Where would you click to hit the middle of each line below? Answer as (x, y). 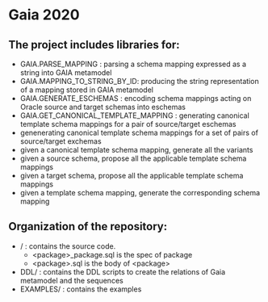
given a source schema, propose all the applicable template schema (133, 158)
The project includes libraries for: (94, 45)
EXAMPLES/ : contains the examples (81, 289)
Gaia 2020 (44, 15)
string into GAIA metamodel (66, 73)
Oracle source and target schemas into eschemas (103, 107)
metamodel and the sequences (71, 280)
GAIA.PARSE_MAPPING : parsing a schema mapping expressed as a (133, 64)
